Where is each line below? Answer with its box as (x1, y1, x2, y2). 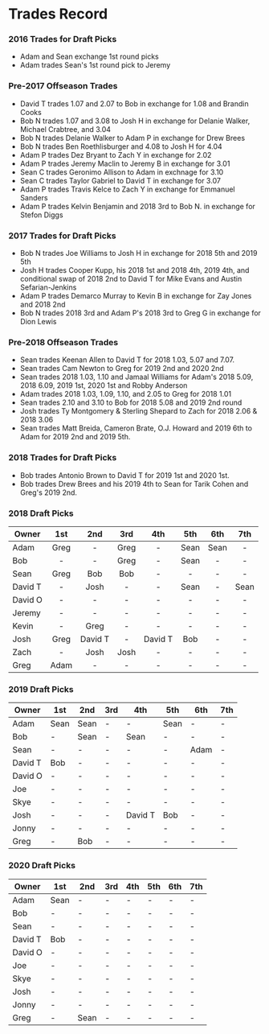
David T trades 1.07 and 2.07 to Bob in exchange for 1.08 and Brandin (19, 98, 249, 109)
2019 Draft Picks (8, 683, 74, 694)
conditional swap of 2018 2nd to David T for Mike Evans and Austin (19, 274, 243, 284)
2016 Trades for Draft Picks (8, 34, 117, 45)
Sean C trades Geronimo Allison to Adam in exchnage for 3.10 (19, 167, 224, 177)
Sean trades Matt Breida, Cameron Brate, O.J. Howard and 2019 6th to (19, 423, 253, 433)
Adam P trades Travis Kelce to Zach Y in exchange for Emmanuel (19, 184, 235, 194)
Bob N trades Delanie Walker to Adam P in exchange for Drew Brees (19, 133, 246, 142)
